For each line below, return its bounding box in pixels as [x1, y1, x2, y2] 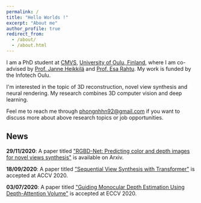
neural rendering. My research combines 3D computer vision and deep [6, 89, 182, 97]
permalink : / [6, 8, 39, 15]
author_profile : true [6, 25, 61, 32]
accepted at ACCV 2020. [6, 172, 68, 179]
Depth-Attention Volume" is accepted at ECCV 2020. [6, 190, 137, 197]
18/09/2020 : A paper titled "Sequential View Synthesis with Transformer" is [6, 165, 195, 172]
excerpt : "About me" [6, 20, 58, 26]
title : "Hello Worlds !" [6, 14, 69, 20]
